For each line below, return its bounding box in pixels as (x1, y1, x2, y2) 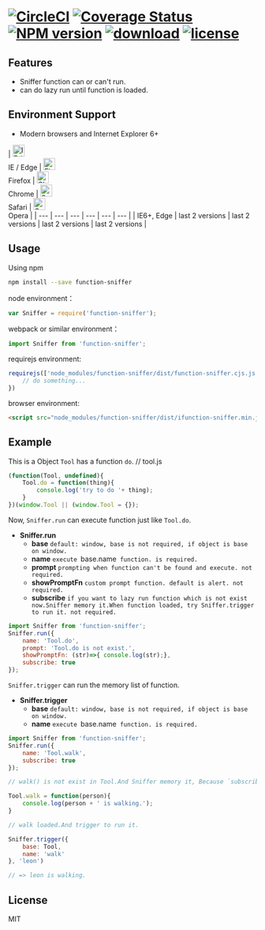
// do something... (22, 377, 87, 385)
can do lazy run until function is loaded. (19, 85, 148, 95)
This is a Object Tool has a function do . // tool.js (8, 456, 162, 466)
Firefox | (8, 176, 35, 185)
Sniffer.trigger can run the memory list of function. (8, 680, 180, 690)
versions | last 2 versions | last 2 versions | (8, 219, 147, 229)
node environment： (8, 293, 75, 303)
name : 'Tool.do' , (22, 637, 80, 645)
